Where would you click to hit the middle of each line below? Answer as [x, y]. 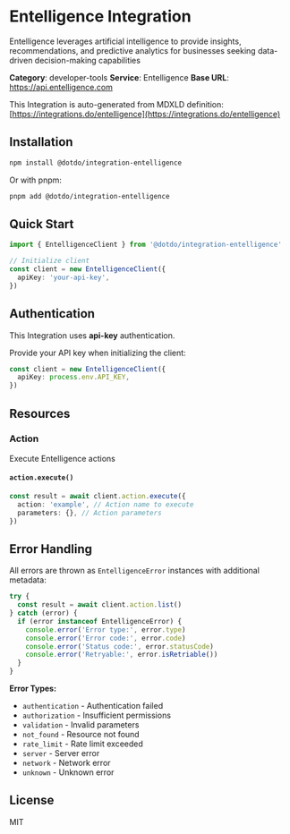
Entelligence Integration [100, 17]
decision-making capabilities [88, 60]
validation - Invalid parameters [81, 725]
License [32, 800]
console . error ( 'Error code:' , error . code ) [106, 638]
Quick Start [42, 224]
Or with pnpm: [36, 180]
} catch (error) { [43, 613]
